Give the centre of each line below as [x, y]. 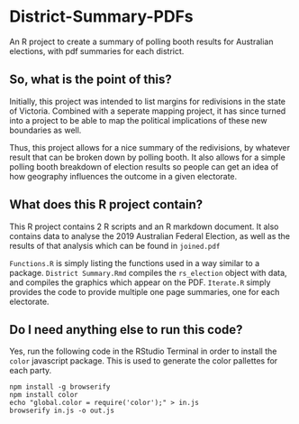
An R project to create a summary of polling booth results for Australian [141, 41]
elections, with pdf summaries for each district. [97, 51]
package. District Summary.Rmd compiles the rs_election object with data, [148, 272]
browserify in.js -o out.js [62, 411]
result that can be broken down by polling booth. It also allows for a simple [147, 157]
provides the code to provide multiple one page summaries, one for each [145, 291]
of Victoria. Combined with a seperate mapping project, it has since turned [148, 111]
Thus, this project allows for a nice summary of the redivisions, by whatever [150, 147]
